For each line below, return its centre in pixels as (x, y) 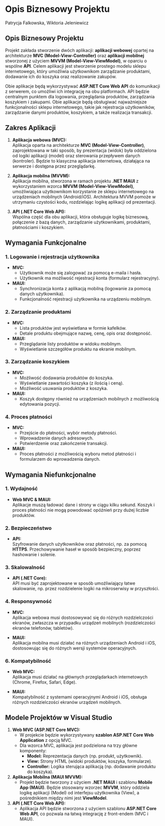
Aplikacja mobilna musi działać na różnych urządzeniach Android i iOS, (84, 643)
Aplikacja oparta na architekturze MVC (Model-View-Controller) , (79, 145)
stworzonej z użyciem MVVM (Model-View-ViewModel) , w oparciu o (76, 61)
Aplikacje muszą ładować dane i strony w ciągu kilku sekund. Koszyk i (83, 505)
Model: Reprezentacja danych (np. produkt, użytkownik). (85, 756)
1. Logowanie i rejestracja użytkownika (52, 257)
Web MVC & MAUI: (32, 499)
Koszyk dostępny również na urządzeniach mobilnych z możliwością (89, 398)
